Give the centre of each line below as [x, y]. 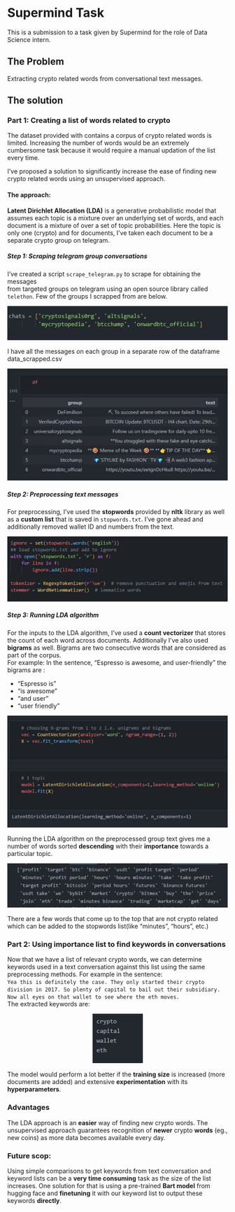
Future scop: [29, 1155]
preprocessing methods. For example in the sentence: [85, 974]
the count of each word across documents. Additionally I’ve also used [108, 640]
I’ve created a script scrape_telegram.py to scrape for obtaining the [104, 273]
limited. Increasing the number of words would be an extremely [98, 143]
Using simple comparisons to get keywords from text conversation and [109, 1171]
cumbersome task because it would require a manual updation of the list [111, 150]
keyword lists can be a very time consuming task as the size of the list [109, 1178]
